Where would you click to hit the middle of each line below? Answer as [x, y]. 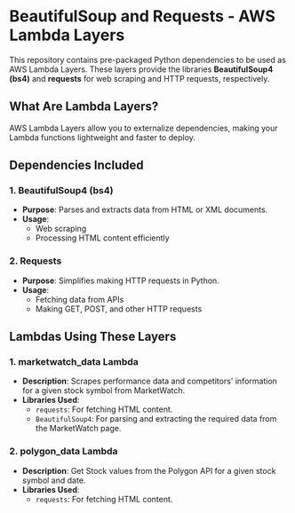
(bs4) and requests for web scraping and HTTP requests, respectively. [140, 78]
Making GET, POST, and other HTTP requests [119, 309]
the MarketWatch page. [78, 429]
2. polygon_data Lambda [64, 452]
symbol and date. [54, 480]
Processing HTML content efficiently [103, 238]
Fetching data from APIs [80, 299]
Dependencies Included [76, 166]
